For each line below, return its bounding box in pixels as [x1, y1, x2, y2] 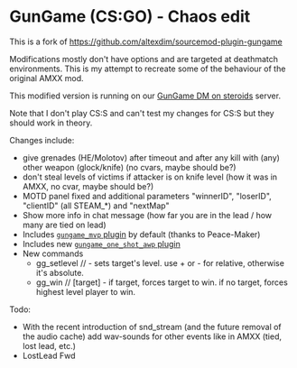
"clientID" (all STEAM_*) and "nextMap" [22, 200, 170, 211]
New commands [22, 248, 84, 259]
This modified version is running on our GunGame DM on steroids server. [9, 90, 282, 101]
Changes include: [9, 134, 75, 145]
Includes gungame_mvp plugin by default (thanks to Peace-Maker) [22, 228, 261, 240]
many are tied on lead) [22, 219, 107, 230]
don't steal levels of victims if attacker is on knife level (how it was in [22, 171, 278, 182]
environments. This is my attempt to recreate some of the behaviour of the [9, 63, 286, 74]
